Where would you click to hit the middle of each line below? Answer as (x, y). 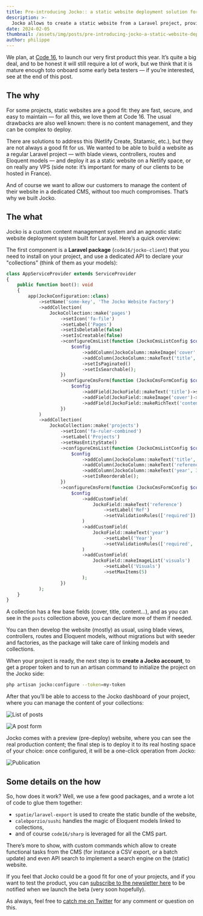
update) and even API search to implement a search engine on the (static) (98, 858)
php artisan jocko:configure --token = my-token (66, 685)
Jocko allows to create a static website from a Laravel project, (97, 23)
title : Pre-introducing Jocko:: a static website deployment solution (97, 12)
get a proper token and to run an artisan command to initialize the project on (101, 667)
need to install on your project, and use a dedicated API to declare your (95, 256)
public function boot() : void (55, 285)
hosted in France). (29, 173)
